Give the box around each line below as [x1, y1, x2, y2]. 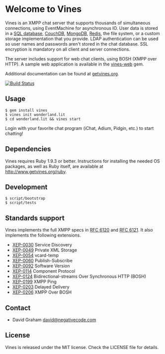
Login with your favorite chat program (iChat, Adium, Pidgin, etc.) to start [5, 125, 154, 131]
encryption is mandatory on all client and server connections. [5, 46, 130, 52]
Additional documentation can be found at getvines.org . [5, 70, 119, 76]
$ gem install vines [5, 108, 48, 113]
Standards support [5, 214, 65, 222]
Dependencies [5, 145, 51, 153]
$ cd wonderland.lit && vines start [5, 117, 81, 121]
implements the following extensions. [5, 232, 81, 238]
